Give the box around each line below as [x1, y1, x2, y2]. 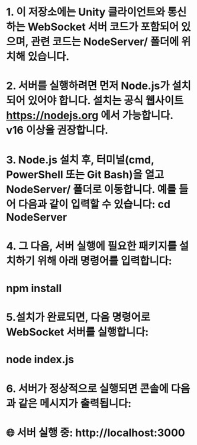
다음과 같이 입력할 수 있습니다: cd [18, 197, 170, 211]
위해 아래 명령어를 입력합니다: [37, 254, 173, 267]
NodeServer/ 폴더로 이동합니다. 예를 [6, 183, 177, 196]
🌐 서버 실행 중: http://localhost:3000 [6, 426, 185, 439]
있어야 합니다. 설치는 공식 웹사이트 [27, 94, 184, 107]
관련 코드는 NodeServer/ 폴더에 [30, 35, 179, 49]
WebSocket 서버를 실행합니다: [6, 325, 149, 339]
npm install [6, 281, 62, 295]
